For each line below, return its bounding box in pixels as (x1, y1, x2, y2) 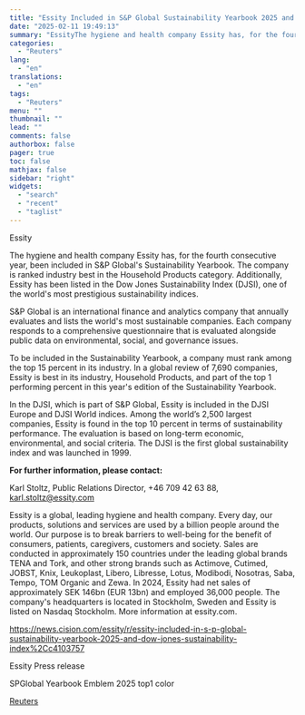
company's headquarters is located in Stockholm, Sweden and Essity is (9, 596, 277, 607)
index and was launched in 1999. (9, 446, 132, 458)
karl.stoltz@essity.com (9, 492, 95, 503)
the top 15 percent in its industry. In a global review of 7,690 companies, (9, 362, 279, 373)
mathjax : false (9, 165, 67, 174)
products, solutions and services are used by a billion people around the (9, 519, 280, 530)
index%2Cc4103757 (9, 642, 85, 653)
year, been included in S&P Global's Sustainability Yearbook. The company (9, 260, 289, 270)
